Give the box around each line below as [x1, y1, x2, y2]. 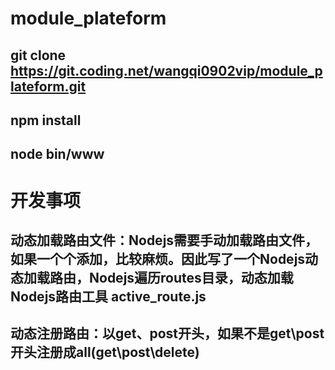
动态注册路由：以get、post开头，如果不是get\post [10, 325, 325, 342]
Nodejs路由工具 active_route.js [10, 288, 207, 305]
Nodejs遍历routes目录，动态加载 [88, 269, 294, 286]
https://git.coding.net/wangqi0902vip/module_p [10, 62, 323, 79]
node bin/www [10, 146, 105, 163]
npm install [10, 112, 82, 129]
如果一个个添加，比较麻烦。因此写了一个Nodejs [10, 250, 306, 267]
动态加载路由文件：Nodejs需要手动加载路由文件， [10, 232, 319, 249]
